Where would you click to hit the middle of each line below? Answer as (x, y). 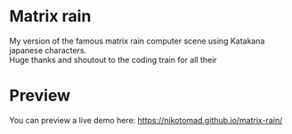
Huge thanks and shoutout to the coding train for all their (113, 59)
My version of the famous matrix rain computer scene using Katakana (137, 41)
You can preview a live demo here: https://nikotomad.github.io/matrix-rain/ (146, 120)
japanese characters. (48, 50)
